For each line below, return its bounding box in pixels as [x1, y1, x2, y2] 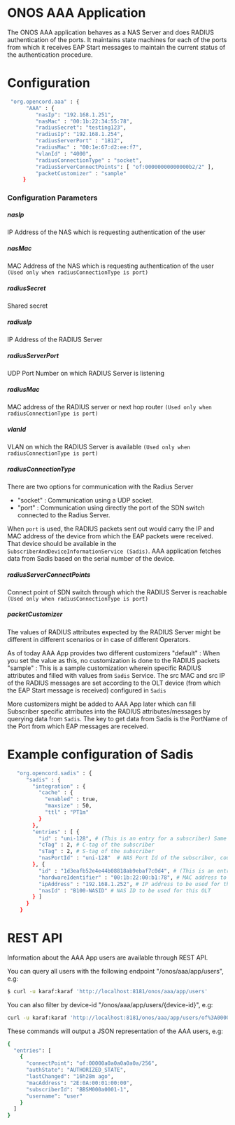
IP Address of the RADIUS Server [7, 335, 103, 344]
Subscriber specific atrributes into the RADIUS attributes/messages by [7, 707, 211, 716]
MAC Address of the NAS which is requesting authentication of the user [7, 261, 215, 271]
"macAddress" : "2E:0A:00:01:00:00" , [25, 1079, 133, 1086]
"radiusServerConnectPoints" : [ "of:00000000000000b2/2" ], [35, 163, 215, 170]
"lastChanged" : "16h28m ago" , [25, 1073, 114, 1080]
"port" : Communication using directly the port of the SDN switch [17, 503, 205, 512]
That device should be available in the [7, 539, 117, 547]
